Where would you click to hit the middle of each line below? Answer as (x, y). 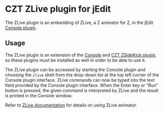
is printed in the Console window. (39, 95)
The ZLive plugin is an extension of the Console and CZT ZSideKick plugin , (81, 55)
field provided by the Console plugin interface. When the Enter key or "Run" (82, 85)
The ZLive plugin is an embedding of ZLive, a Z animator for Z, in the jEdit (79, 23)
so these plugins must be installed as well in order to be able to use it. (76, 60)
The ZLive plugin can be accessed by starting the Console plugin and (75, 69)
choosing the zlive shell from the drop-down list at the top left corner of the (82, 75)
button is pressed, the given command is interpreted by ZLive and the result (82, 90)
